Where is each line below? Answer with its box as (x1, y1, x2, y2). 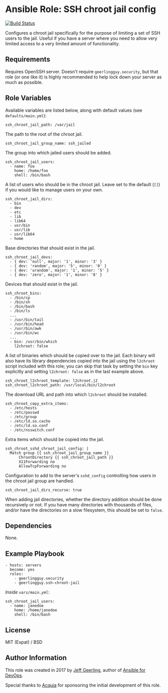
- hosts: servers (5, 563, 42, 568)
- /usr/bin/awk (10, 326, 42, 331)
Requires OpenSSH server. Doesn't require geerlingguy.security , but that (5, 68, 158, 74)
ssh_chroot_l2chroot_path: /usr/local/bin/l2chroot (5, 382, 116, 388)
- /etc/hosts (10, 405, 37, 410)
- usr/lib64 (10, 231, 35, 237)
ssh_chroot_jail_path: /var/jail (5, 122, 75, 127)
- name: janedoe (10, 603, 44, 609)
